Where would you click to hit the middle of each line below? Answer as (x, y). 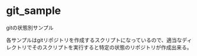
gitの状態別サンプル (30, 27)
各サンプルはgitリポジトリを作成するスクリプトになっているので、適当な (94, 40)
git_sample (34, 11)
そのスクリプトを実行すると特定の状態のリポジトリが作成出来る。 (112, 47)
